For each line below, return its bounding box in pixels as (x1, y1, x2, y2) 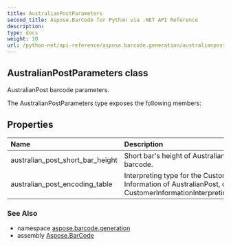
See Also (7, 208, 38, 218)
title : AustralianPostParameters (7, 10, 103, 17)
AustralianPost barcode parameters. (7, 85, 110, 93)
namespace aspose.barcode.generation (16, 224, 131, 232)
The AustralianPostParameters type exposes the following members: (7, 99, 201, 107)
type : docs (7, 29, 38, 36)
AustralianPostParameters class (7, 67, 148, 79)
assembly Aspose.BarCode (16, 231, 94, 239)
